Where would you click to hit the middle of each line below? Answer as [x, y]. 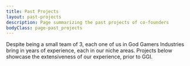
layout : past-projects [34, 17]
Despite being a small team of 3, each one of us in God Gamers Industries [95, 44]
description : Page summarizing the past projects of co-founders [87, 22]
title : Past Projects [33, 11]
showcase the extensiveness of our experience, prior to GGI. [79, 57]
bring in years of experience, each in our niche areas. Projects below [89, 51]
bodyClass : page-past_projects [44, 28]
